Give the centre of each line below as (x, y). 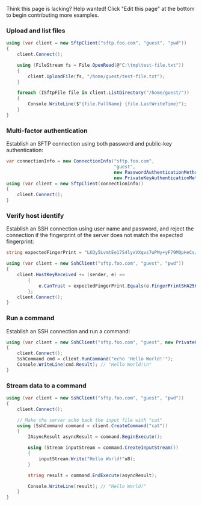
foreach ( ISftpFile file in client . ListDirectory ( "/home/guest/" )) (103, 93)
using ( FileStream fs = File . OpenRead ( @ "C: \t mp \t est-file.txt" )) (101, 65)
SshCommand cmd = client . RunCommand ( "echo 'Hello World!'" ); (95, 359)
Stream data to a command (47, 386)
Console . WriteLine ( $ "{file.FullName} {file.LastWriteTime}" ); (107, 104)
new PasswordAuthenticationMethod (157, 172)
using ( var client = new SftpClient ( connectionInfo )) (75, 184)
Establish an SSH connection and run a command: (68, 331)
